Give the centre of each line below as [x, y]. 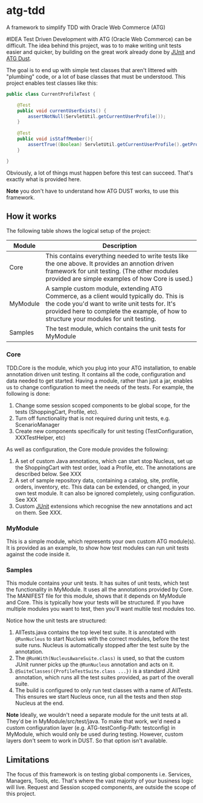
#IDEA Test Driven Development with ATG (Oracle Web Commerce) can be [99, 39]
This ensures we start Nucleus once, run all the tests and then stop [98, 697]
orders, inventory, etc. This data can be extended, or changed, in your [102, 487]
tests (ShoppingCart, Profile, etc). [56, 411]
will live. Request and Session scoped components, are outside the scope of [101, 787]
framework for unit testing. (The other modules [112, 272]
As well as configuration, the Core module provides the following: [88, 449]
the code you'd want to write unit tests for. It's [111, 304]
